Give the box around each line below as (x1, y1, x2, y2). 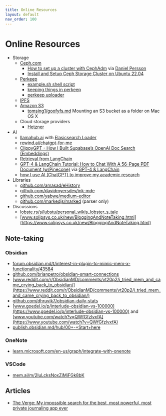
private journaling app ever (12, 405, 68, 411)
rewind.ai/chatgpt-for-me (19, 140, 72, 146)
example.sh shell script (27, 81, 75, 88)
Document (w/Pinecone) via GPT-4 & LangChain (19, 166, 120, 173)
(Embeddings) (19, 151, 49, 157)
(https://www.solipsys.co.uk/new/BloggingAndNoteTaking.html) (19, 220, 151, 226)
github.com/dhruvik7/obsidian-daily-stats (12, 298, 98, 303)
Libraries (12, 177, 31, 183)
